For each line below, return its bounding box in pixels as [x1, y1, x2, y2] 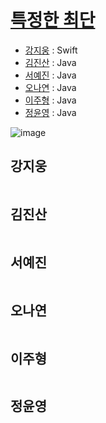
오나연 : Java [24, 81, 77, 93]
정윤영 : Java [24, 106, 77, 118]
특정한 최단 [10, 9, 96, 32]
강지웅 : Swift [24, 44, 78, 56]
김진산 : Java [24, 56, 77, 68]
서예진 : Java [24, 69, 77, 81]
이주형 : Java [24, 94, 77, 106]
